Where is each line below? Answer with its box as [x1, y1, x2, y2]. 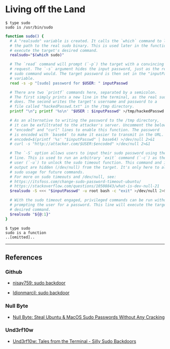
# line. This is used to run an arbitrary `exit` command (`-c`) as [10, 155, 157, 161]
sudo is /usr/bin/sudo [5, 24, 53, 30]
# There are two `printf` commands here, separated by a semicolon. [10, 90, 157, 95]
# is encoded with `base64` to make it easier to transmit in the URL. [10, 132, 164, 137]
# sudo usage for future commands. [10, 169, 85, 175]
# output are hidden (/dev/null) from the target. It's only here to [10, 165, 159, 170]
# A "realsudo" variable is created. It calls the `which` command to [10, 38, 162, 44]
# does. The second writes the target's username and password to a [10, 99, 157, 105]
